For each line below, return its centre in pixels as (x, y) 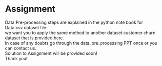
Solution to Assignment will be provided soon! (51, 53)
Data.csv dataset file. (26, 27)
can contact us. (21, 48)
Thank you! (16, 58)
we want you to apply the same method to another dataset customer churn (80, 33)
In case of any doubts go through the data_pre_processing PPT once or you (81, 43)
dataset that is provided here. (35, 38)
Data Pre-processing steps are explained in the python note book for (74, 22)
